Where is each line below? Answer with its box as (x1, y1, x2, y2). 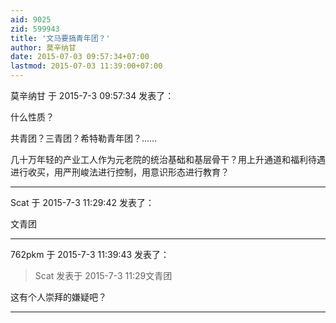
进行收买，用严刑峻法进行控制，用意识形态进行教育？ (10, 166, 230, 178)
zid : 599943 (10, 24, 60, 34)
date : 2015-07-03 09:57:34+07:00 (10, 52, 150, 62)
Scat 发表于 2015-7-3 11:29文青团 (34, 270, 173, 281)
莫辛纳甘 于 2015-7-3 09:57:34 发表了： (10, 90, 175, 101)
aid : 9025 (10, 14, 52, 25)
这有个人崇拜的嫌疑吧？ (10, 291, 107, 303)
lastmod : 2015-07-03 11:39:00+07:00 (10, 61, 163, 71)
